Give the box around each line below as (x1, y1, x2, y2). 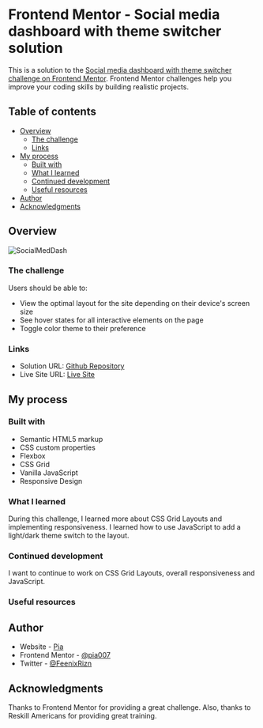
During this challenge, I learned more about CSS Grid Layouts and (8, 514, 223, 523)
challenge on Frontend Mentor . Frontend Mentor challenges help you (8, 74, 231, 83)
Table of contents (8, 105, 96, 119)
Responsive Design (19, 476, 83, 485)
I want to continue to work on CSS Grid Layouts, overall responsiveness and (8, 568, 255, 578)
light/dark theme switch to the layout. (8, 531, 130, 541)
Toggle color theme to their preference (19, 323, 146, 333)
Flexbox (19, 451, 46, 460)
